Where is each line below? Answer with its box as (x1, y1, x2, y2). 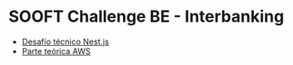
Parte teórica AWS (21, 45, 92, 56)
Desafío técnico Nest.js (21, 36, 110, 47)
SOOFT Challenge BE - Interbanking (8, 6, 285, 27)
